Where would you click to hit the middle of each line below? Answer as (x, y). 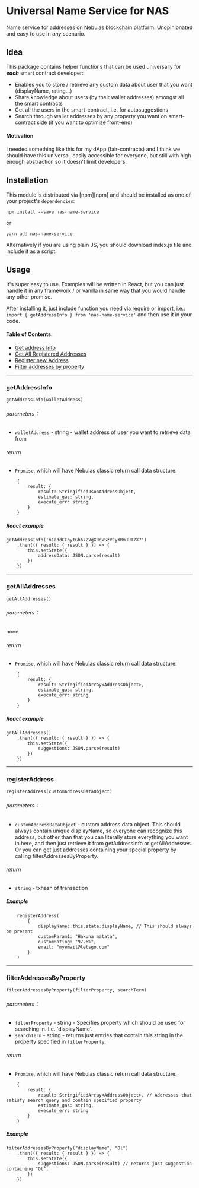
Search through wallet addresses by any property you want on (91, 116)
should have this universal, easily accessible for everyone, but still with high (99, 155)
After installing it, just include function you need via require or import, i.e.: (96, 308)
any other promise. (29, 297)
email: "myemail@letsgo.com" (74, 947)
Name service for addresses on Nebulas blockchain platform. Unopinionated (99, 27)
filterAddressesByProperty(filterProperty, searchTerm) (76, 990)
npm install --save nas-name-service (53, 212)
